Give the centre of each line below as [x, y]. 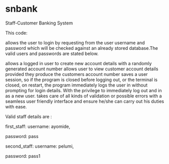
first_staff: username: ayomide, [38, 126]
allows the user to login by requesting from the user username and [75, 43]
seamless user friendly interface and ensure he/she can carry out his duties [85, 101]
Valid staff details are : [29, 116]
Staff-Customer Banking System [39, 23]
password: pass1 [23, 156]
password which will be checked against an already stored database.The [82, 48]
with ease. [16, 106]
